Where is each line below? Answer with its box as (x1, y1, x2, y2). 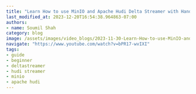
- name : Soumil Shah (6, 25, 57, 31)
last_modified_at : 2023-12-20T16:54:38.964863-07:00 (6, 14, 137, 20)
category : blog (6, 30, 43, 36)
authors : (6, 19, 27, 25)
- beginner (6, 57, 33, 63)
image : (6, 36, 22, 41)
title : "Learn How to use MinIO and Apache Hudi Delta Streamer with (6, 8, 179, 15)
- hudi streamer (6, 68, 45, 74)
